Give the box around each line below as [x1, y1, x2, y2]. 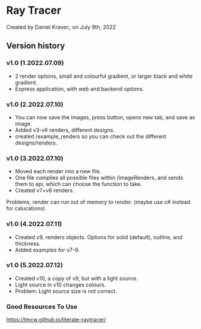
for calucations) [6, 205, 46, 212]
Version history [6, 41, 65, 51]
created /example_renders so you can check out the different [14, 132, 167, 140]
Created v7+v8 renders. [14, 187, 74, 194]
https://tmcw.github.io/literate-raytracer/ [6, 316, 106, 324]
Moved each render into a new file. [14, 168, 101, 175]
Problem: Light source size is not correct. [14, 287, 117, 294]
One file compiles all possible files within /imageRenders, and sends [14, 174, 184, 182]
